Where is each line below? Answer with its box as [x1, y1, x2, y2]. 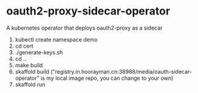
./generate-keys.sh [15, 48, 63, 56]
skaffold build [15, 68, 50, 75]
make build [15, 62, 43, 69]
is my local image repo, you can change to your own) [40, 74, 174, 82]
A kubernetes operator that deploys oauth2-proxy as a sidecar [6, 24, 163, 31]
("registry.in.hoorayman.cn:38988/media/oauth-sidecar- [50, 68, 193, 75]
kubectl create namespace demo [15, 36, 98, 43]
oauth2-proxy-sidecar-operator [6, 4, 171, 18]
